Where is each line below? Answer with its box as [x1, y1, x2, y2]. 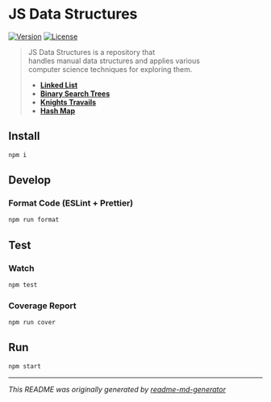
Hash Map [40, 106, 76, 116]
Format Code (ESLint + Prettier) [8, 197, 134, 209]
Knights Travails [40, 97, 97, 107]
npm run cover [8, 319, 56, 327]
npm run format [8, 216, 60, 224]
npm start [8, 362, 42, 370]
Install [8, 129, 40, 143]
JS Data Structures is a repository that [27, 47, 156, 57]
